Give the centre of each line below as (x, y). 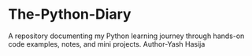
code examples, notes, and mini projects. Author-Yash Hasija (107, 44)
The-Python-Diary (70, 14)
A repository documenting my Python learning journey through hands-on (126, 36)
